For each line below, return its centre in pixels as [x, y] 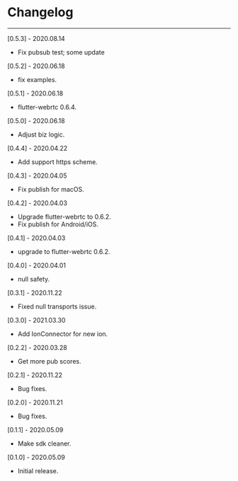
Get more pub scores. [49, 361]
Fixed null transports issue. [57, 306]
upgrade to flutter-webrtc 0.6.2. [64, 251]
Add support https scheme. [57, 162]
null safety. [34, 279]
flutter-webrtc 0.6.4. [47, 107]
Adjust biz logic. [41, 134]
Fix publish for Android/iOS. [58, 224]
